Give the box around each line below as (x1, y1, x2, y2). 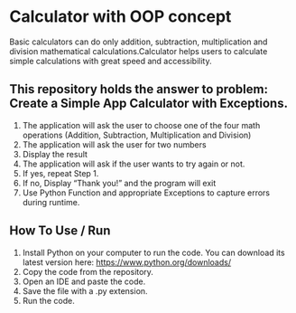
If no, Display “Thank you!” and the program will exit (22, 177, 217, 188)
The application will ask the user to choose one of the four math (22, 119, 261, 130)
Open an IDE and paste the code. (22, 276, 146, 287)
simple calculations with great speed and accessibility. (9, 55, 212, 66)
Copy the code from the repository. (22, 266, 153, 277)
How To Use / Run (9, 223, 111, 239)
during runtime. (22, 196, 80, 207)
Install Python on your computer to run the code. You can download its (22, 247, 286, 258)
